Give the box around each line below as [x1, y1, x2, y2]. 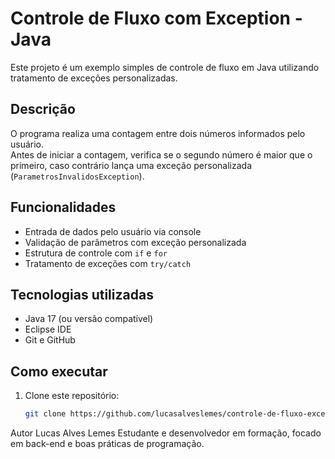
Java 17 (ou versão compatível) [24, 313, 154, 325]
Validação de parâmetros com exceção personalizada [24, 236, 247, 248]
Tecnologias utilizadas [10, 286, 154, 303]
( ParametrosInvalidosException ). [10, 170, 145, 182]
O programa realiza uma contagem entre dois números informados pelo [10, 127, 306, 139]
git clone [24, 409, 67, 419]
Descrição [10, 101, 76, 118]
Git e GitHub [24, 334, 76, 346]
